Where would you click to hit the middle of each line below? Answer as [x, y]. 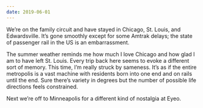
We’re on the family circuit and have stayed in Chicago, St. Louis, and [94, 29]
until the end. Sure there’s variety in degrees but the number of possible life [102, 80]
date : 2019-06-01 [28, 12]
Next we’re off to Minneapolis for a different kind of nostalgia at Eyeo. [94, 98]
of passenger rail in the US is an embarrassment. [68, 42]
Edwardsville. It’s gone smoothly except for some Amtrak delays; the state [99, 36]
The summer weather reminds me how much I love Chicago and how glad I [101, 54]
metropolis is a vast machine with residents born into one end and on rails [99, 73]
